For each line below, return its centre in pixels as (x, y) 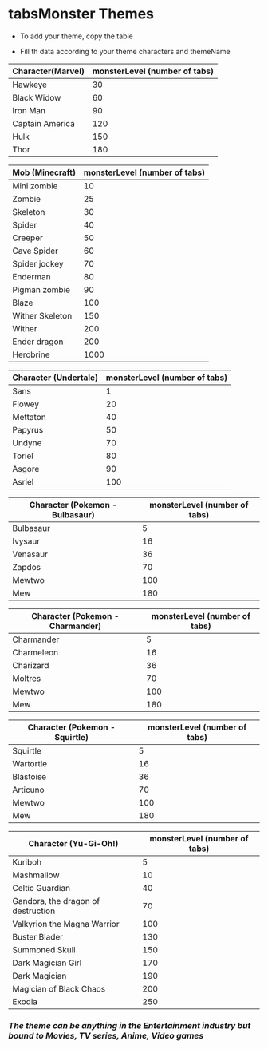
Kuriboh (27, 861)
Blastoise (30, 777)
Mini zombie (35, 186)
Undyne (27, 442)
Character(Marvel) (49, 71)
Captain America (44, 123)
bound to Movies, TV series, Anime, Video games (106, 1035)
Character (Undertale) (55, 378)
